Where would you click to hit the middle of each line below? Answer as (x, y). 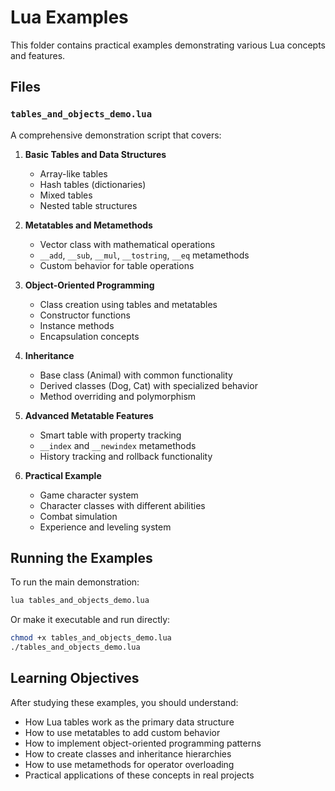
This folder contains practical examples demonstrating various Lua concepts (168, 45)
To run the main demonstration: (75, 582)
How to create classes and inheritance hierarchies (128, 753)
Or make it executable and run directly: (90, 620)
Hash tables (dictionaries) (93, 184)
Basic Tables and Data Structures (95, 154)
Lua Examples (69, 17)
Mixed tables (66, 195)
